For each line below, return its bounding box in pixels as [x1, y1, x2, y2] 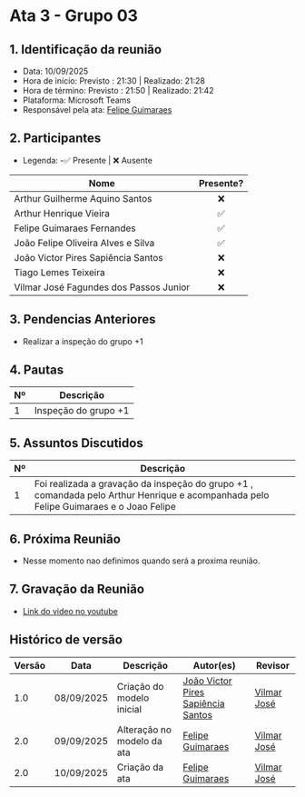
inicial [116, 702, 143, 715]
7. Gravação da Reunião [9, 582, 145, 597]
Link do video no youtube [22, 605, 118, 616]
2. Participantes [9, 131, 102, 146]
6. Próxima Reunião [9, 531, 121, 546]
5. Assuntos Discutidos [9, 435, 143, 451]
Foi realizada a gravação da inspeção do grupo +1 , [34, 478, 254, 491]
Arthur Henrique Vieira [14, 206, 111, 219]
